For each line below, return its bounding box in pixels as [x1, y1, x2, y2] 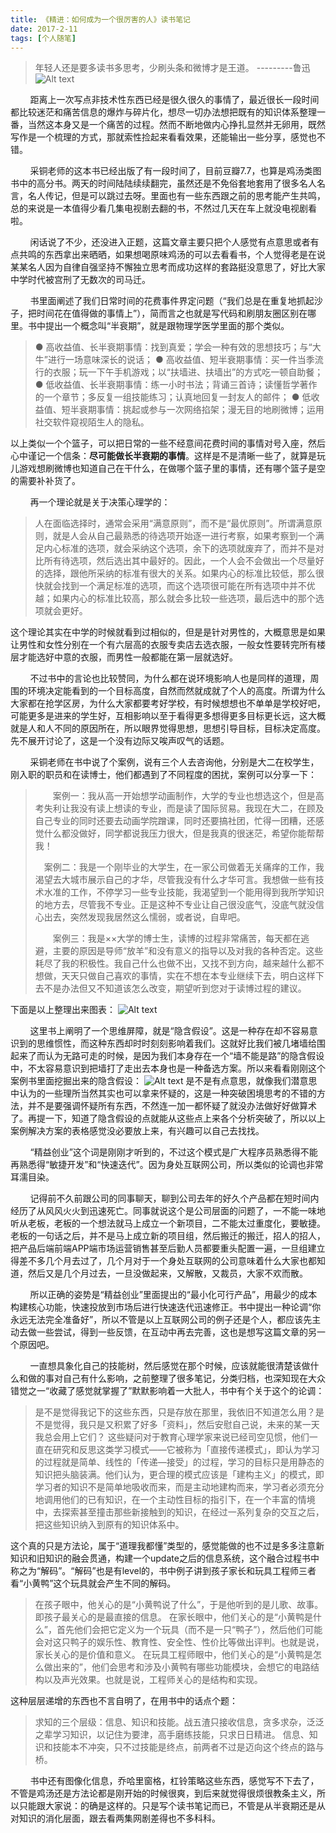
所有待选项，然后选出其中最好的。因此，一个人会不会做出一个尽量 [43, 555, 316, 567]
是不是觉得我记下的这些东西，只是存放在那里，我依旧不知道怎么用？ [34, 1406, 316, 1418]
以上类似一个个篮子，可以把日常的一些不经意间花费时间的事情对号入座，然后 [10, 437, 326, 450]
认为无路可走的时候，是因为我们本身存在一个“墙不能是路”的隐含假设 [44, 1050, 325, 1062]
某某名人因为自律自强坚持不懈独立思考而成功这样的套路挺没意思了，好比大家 [10, 261, 326, 273]
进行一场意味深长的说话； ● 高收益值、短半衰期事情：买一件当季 [47, 354, 315, 366]
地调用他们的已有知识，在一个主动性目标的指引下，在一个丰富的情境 [34, 1494, 316, 1506]
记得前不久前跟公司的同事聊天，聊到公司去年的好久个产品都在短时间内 [29, 1192, 320, 1205]
